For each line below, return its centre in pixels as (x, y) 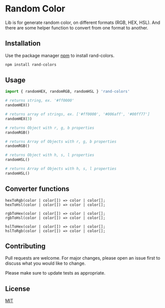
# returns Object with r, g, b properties (50, 128)
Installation (23, 44)
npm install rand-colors (31, 65)
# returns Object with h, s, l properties (50, 155)
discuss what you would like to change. (45, 263)
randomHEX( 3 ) (19, 119)
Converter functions (37, 189)
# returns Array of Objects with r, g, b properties (61, 142)
